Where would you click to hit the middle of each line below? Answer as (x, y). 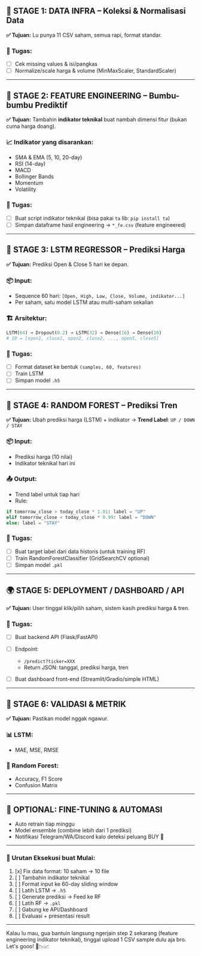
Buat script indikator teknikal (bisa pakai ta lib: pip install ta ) (92, 218)
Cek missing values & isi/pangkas (56, 64)
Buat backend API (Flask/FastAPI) (56, 637)
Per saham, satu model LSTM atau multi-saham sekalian (84, 302)
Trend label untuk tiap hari (47, 494)
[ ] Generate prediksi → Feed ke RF (58, 897)
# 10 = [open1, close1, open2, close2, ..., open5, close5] (83, 339)
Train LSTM (29, 374)
